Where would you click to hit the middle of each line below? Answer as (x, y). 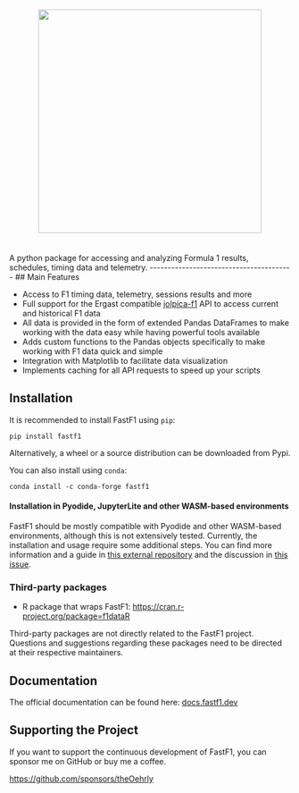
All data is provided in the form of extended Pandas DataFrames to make (156, 323)
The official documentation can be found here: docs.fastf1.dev (124, 703)
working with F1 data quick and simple (92, 351)
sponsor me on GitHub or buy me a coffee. (88, 761)
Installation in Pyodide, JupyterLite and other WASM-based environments (149, 506)
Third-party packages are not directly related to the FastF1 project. (132, 634)
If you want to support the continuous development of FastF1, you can (138, 752)
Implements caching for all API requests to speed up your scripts (141, 370)
